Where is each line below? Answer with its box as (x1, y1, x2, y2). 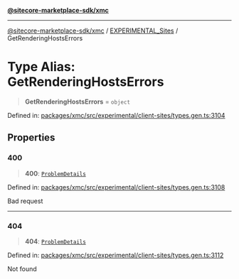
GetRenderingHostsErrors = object (24, 97, 130, 106)
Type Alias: (7, 59, 76, 75)
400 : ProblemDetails (24, 169, 87, 177)
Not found (7, 264, 37, 273)
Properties (7, 131, 55, 144)
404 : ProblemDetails (24, 237, 87, 246)
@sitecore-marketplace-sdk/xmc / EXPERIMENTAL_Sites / (7, 26, 179, 35)
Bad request (7, 197, 43, 205)
